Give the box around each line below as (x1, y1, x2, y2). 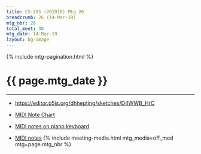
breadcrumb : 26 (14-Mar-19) (6, 14, 77, 20)
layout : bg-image (6, 37, 50, 43)
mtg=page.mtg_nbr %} (14, 140, 72, 147)
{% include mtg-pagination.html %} (6, 53, 94, 60)
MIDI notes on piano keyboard (14, 122, 90, 129)
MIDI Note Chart (14, 111, 55, 118)
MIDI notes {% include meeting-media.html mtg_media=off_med (14, 134, 173, 141)
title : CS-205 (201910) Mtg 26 (6, 8, 84, 15)
